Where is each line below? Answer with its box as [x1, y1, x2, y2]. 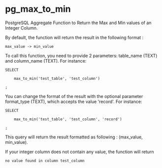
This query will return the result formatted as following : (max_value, [5, 134, 143, 140]
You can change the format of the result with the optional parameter [5, 93, 143, 99]
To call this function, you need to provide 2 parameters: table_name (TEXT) [5, 53, 158, 59]
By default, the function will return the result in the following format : [5, 34, 144, 40]
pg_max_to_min [5, 3, 71, 15]
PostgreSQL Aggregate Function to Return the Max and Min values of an [5, 20, 152, 26]
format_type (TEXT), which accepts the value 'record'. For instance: [5, 99, 142, 104]
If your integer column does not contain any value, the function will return [5, 149, 154, 155]
